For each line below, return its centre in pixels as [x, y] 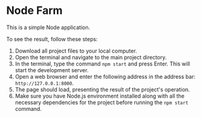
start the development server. [52, 70]
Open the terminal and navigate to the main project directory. [91, 57]
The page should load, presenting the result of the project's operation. [102, 89]
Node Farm [34, 11]
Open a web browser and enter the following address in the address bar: [105, 76]
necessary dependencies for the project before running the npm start [102, 102]
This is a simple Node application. [48, 27]
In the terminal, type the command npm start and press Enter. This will [102, 64]
